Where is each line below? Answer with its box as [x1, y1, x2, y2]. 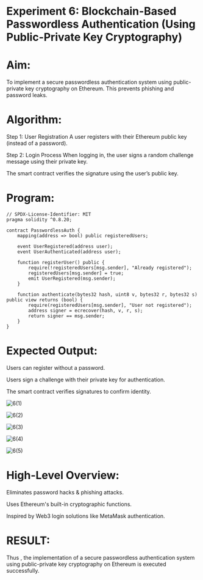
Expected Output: [6, 344, 98, 358]
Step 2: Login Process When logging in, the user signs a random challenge [6, 152, 194, 159]
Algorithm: [6, 113, 62, 127]
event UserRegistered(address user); [17, 243, 113, 249]
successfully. [6, 567, 40, 574]
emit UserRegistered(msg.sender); [28, 276, 116, 282]
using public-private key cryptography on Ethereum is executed [6, 560, 166, 568]
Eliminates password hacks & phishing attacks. [6, 488, 124, 496]
